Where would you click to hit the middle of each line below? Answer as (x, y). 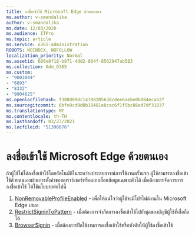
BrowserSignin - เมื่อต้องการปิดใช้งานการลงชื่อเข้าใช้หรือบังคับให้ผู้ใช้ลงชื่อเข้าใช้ (94, 225)
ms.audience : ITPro (30, 34)
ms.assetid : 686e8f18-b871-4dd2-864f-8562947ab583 (70, 61)
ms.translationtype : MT (35, 111)
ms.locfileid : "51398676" (38, 127)
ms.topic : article (29, 39)
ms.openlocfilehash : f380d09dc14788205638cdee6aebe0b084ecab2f (85, 99)
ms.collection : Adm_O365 (37, 67)
